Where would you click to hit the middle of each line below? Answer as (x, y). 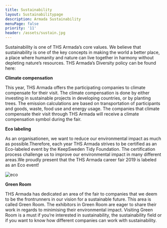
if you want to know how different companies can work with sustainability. (81, 220)
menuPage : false (22, 24)
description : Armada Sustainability (43, 19)
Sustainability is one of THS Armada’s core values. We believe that (73, 47)
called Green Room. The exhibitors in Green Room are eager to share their (81, 204)
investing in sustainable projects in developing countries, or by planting (78, 98)
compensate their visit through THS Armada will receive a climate (72, 114)
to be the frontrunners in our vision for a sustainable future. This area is (78, 199)
